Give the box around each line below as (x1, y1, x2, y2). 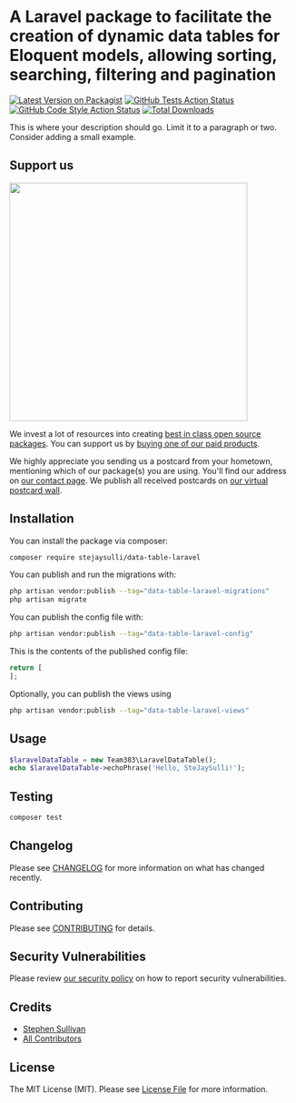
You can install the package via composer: (9, 535, 168, 546)
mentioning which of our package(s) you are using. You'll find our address (9, 465, 287, 476)
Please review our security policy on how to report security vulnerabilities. (9, 973, 287, 984)
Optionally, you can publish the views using (9, 688, 172, 699)
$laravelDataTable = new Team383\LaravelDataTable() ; (9, 755, 218, 764)
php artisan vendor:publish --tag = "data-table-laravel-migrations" (9, 587, 271, 596)
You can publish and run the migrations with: (9, 569, 177, 580)
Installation (9, 511, 74, 527)
